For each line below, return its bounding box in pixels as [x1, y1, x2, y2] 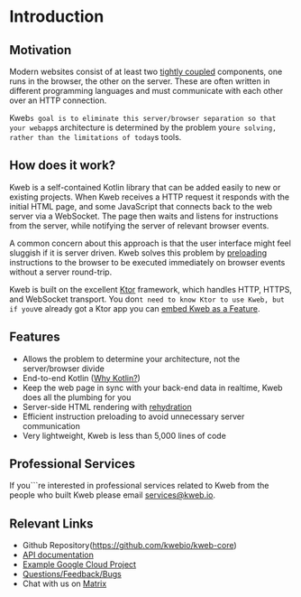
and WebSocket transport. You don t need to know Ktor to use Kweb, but [9, 294, 286, 304]
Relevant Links [9, 516, 94, 531]
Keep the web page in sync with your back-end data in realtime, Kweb [22, 382, 283, 393]
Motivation [9, 42, 72, 58]
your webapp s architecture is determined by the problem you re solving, [9, 122, 277, 133]
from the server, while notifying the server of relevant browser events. [9, 219, 269, 231]
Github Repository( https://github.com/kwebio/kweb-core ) [22, 540, 237, 551]
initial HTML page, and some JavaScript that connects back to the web [9, 201, 273, 211]
